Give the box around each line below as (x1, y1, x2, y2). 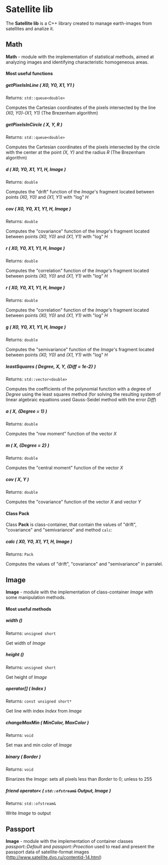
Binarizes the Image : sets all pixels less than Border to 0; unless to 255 (6, 776, 152, 782)
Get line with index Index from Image (6, 708, 82, 714)
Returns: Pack (6, 551, 34, 557)
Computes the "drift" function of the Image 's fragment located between (6, 189, 154, 195)
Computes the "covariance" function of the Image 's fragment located (6, 228, 150, 234)
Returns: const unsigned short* (6, 698, 72, 705)
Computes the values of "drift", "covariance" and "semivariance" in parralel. (6, 561, 163, 567)
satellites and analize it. (6, 25, 54, 31)
